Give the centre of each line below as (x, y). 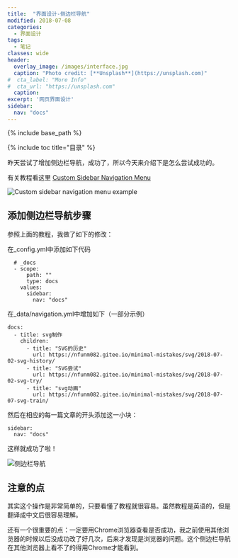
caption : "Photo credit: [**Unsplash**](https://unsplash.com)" (110, 73)
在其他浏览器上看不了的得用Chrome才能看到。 (75, 548)
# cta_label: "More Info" (47, 80)
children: (35, 341)
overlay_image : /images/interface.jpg (71, 67)
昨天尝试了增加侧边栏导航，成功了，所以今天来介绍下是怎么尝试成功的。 (113, 162)
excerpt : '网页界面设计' (41, 100)
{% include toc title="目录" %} (51, 147)
